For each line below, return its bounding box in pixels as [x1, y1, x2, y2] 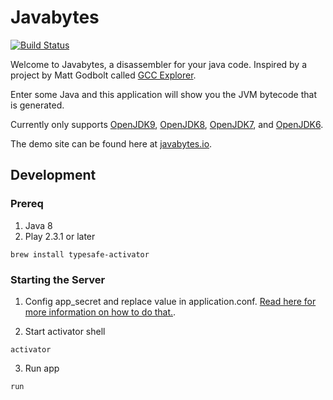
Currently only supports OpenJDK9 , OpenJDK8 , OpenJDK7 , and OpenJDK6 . [10, 118, 324, 130]
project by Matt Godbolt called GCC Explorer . [10, 69, 197, 81]
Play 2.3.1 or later [24, 230, 96, 242]
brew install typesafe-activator [10, 249, 150, 260]
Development [10, 167, 97, 184]
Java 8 [24, 219, 53, 231]
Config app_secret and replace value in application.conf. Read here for [24, 295, 317, 307]
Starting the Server [10, 272, 106, 286]
